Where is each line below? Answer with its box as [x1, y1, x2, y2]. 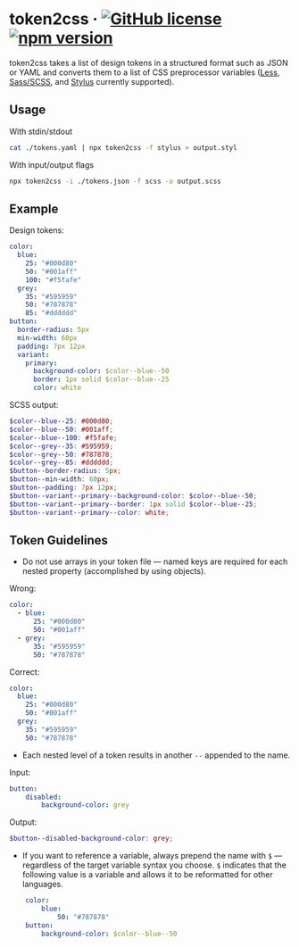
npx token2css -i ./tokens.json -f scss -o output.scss [9, 177, 221, 186]
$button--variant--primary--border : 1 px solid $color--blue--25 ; [9, 500, 257, 509]
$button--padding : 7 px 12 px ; [9, 483, 118, 493]
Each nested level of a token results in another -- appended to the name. [21, 750, 291, 760]
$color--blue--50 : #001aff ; [9, 425, 114, 434]
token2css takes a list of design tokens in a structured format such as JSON [9, 57, 288, 68]
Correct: [9, 666, 40, 677]
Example [9, 201, 59, 216]
